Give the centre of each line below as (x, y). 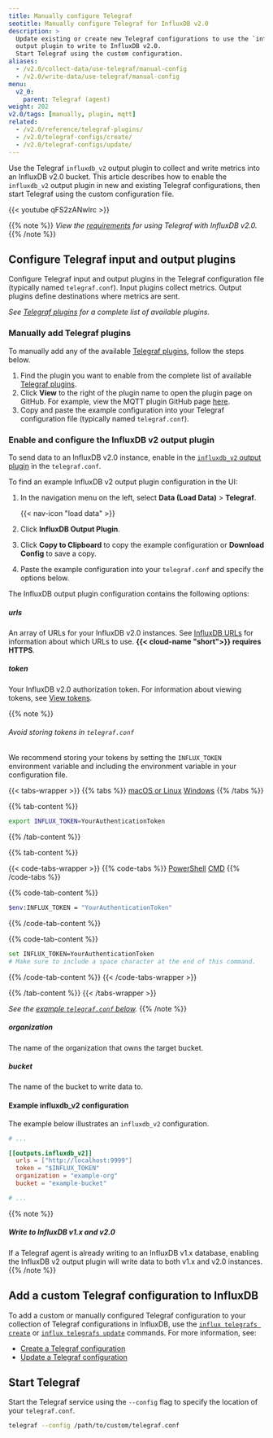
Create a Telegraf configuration (73, 1348)
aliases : (23, 62)
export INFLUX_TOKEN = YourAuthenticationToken (87, 822)
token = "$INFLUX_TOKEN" (58, 1169)
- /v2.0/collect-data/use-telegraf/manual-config (101, 69)
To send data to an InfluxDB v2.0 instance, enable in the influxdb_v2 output (135, 457)
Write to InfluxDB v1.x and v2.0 (62, 1232)
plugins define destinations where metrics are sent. (94, 296)
